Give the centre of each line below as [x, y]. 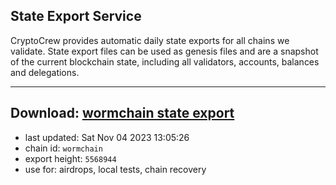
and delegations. [45, 72]
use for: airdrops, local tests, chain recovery [115, 169]
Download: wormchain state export [122, 113]
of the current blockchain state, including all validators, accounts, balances [165, 61]
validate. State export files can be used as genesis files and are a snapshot [164, 51]
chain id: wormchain [63, 148]
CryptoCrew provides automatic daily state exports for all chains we [150, 40]
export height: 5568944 [70, 158]
